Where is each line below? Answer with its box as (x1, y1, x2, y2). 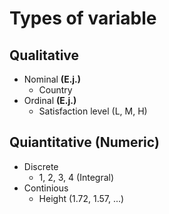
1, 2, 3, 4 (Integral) (38, 171, 115, 183)
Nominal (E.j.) (23, 73, 82, 85)
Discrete (23, 160, 59, 172)
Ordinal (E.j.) (23, 95, 77, 106)
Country (38, 84, 73, 96)
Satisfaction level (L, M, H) (38, 105, 148, 117)
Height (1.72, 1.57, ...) (38, 192, 125, 204)
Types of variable (9, 7, 157, 30)
